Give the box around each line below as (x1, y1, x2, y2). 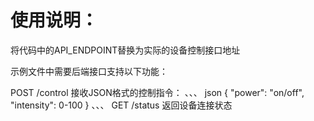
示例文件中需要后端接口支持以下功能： (10, 65, 168, 77)
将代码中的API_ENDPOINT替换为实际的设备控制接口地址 (10, 44, 241, 56)
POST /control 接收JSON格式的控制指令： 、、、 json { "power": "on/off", (10, 86, 305, 98)
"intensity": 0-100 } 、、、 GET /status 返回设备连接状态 (10, 99, 233, 111)
